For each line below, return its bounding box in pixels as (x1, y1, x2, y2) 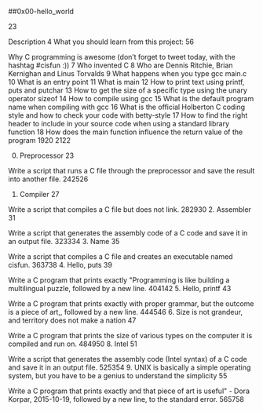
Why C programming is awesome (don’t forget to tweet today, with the (8, 53, 236, 61)
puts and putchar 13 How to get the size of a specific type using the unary (8, 86, 247, 95)
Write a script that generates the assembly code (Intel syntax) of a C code (8, 355, 247, 363)
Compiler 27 (19, 190, 60, 199)
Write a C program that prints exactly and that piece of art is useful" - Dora (8, 386, 250, 396)
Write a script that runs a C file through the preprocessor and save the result (8, 166, 255, 175)
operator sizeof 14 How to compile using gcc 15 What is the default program (8, 94, 254, 103)
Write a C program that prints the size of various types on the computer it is (8, 331, 253, 340)
